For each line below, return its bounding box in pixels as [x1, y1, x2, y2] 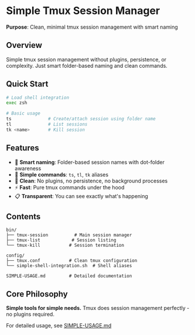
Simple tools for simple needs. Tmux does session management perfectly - [6, 305, 190, 312]
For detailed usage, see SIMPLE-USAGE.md [6, 322, 112, 329]
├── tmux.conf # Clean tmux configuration [6, 258, 138, 264]
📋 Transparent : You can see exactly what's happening [14, 192, 148, 199]
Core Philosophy [6, 289, 69, 299]
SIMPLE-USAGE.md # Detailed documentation [6, 273, 132, 279]
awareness [14, 165, 42, 172]
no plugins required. [6, 311, 54, 318]
